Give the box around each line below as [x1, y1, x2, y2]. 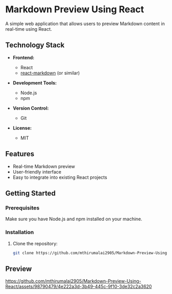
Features [5, 150, 34, 158]
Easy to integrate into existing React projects [12, 174, 107, 180]
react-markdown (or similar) [20, 70, 80, 76]
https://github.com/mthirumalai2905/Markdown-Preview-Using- [5, 278, 141, 284]
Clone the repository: [12, 240, 58, 246]
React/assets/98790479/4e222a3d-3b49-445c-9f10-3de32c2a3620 [5, 283, 152, 290]
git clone [12, 250, 34, 256]
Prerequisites [5, 204, 40, 211]
